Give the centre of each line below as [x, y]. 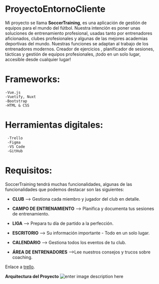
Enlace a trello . [20, 267]
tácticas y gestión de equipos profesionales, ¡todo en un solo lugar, [73, 54]
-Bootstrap [16, 101]
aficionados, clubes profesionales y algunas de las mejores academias [77, 38]
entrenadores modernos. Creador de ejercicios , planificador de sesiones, [80, 49]
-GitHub [15, 151]
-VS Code [16, 146]
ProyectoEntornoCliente [55, 9]
